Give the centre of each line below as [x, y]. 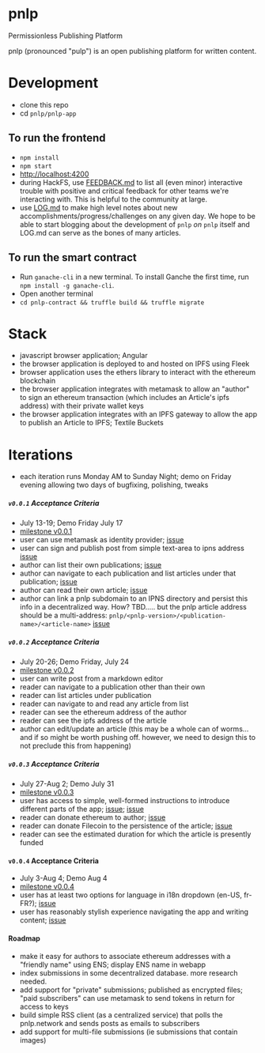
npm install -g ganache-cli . [67, 285]
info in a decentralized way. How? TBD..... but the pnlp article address [133, 607]
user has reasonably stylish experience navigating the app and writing [134, 912]
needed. [33, 981]
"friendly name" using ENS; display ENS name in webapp [113, 964]
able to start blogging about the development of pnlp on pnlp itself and [135, 224]
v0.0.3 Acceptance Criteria [54, 764]
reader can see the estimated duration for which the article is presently [135, 834]
